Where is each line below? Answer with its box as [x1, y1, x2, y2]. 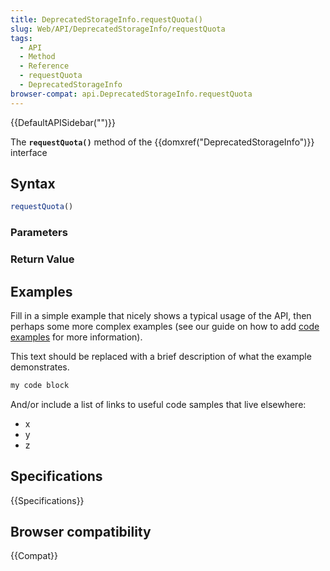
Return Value [10, 252, 75, 266]
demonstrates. [10, 361, 70, 373]
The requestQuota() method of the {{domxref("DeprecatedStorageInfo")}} [10, 136, 315, 148]
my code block [10, 380, 70, 390]
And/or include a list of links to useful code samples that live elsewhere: [10, 398, 307, 410]
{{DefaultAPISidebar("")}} [10, 116, 116, 128]
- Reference [19, 61, 70, 71]
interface [10, 146, 48, 158]
